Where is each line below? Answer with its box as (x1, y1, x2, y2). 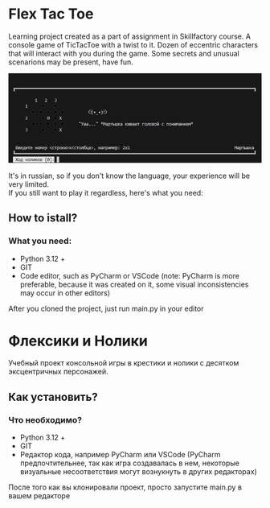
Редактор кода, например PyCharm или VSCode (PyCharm (19, 450, 221, 460)
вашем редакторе (8, 491, 71, 501)
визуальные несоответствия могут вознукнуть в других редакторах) (19, 467, 257, 477)
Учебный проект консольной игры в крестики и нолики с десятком (8, 358, 239, 368)
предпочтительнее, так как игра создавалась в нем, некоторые (19, 458, 239, 468)
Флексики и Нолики (8, 332, 149, 350)
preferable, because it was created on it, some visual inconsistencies (19, 279, 249, 289)
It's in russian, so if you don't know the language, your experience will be (8, 171, 251, 180)
